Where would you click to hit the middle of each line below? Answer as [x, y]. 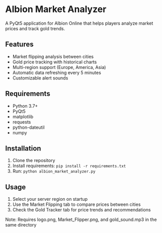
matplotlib [23, 116]
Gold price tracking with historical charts [55, 62]
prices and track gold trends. [35, 28]
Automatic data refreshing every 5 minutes [57, 72]
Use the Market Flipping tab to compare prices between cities [76, 204]
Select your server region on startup [50, 199]
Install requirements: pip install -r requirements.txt [69, 166]
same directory [21, 225]
